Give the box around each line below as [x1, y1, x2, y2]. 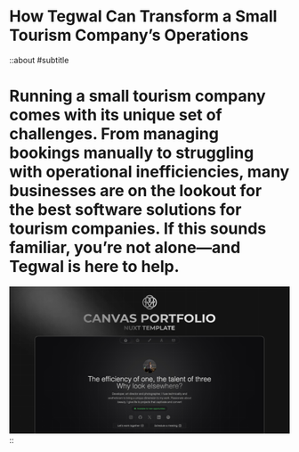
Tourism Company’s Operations [9, 25, 249, 45]
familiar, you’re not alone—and [9, 238, 241, 258]
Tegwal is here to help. [9, 257, 180, 277]
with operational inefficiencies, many [9, 162, 290, 182]
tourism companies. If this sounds [9, 218, 267, 239]
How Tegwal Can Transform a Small [9, 6, 278, 27]
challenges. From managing [9, 124, 220, 144]
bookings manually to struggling [9, 143, 255, 163]
